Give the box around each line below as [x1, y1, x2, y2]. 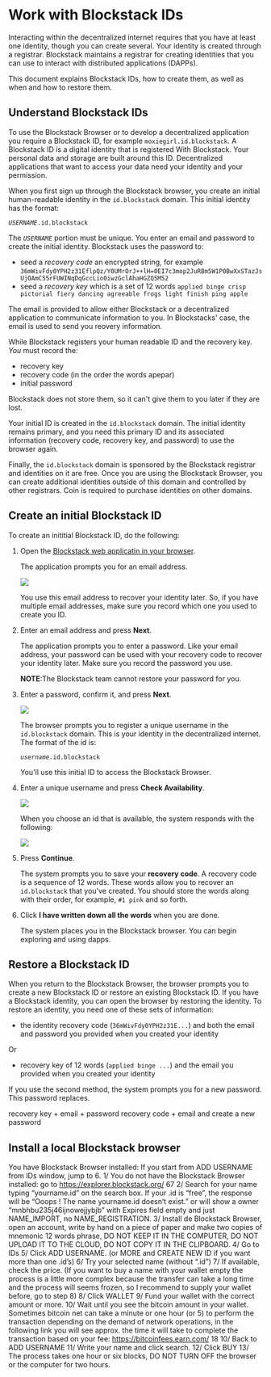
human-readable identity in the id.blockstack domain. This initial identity [8, 194, 251, 204]
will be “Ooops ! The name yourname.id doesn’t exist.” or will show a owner [8, 1197, 260, 1206]
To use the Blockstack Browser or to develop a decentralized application [8, 127, 249, 137]
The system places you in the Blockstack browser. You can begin [19, 925, 237, 935]
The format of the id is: [19, 737, 97, 747]
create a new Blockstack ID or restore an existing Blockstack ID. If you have [8, 987, 260, 997]
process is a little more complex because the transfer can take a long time [8, 1274, 254, 1284]
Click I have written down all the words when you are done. [19, 910, 220, 920]
